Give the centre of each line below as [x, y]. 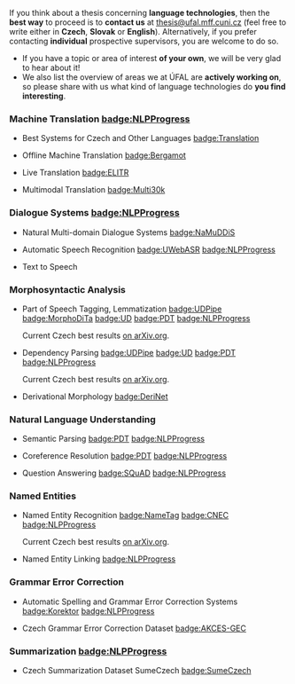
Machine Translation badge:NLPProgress [100, 119]
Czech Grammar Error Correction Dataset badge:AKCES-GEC [134, 628]
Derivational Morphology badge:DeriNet [95, 396]
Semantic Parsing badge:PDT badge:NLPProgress [113, 439]
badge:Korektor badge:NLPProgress [88, 610]
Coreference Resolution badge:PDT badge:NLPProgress [124, 456]
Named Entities [43, 496]
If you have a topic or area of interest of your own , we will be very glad [151, 58]
